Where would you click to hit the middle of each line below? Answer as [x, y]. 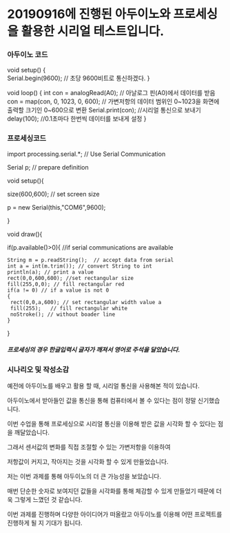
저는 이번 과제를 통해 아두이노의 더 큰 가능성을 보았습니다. [84, 476]
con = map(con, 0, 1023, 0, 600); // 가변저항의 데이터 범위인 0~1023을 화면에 [113, 101]
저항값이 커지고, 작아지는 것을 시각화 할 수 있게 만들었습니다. [88, 462]
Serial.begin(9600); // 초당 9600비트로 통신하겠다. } [79, 78]
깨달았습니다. [32, 432]
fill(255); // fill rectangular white [69, 308]
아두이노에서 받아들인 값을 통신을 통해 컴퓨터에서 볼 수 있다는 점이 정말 [102, 401]
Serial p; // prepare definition [48, 167]
